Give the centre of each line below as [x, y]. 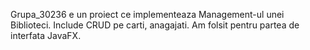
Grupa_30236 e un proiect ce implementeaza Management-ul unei [147, 14]
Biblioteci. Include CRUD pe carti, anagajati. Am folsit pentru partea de [155, 25]
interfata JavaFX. [46, 35]
